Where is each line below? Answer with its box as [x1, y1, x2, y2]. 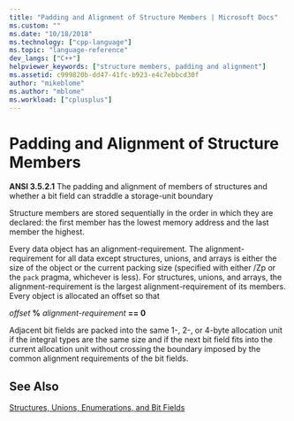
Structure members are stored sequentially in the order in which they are [9, 208, 274, 218]
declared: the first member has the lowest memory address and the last [9, 218, 269, 228]
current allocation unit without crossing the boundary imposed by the [9, 344, 261, 355]
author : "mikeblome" [9, 79, 86, 88]
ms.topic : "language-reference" [9, 46, 128, 55]
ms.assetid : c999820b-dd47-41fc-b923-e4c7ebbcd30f [9, 71, 200, 80]
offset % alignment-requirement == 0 [9, 308, 147, 318]
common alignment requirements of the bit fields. [9, 353, 189, 364]
